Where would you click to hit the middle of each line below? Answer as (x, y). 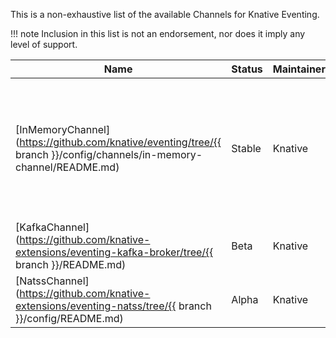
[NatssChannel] (52, 281)
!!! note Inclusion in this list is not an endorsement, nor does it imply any (158, 33)
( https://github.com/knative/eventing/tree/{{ (118, 142)
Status (247, 69)
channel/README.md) (67, 167)
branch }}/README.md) (71, 264)
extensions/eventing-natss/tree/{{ (96, 306)
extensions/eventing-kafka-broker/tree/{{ (114, 252)
